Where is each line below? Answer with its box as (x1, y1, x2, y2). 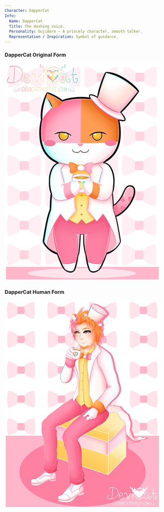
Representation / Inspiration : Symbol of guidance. (9, 34, 119, 39)
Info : (4, 13, 16, 18)
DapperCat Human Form (4, 289, 65, 296)
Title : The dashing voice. (9, 24, 65, 29)
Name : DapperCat (9, 18, 43, 23)
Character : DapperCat (4, 8, 50, 13)
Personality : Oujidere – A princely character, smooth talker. (9, 29, 143, 34)
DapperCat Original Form (4, 51, 67, 58)
